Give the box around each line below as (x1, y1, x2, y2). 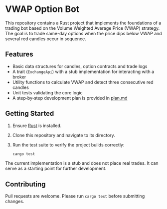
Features (5, 50, 33, 59)
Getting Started (5, 109, 54, 118)
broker (12, 73, 26, 80)
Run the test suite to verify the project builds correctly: (12, 141, 125, 147)
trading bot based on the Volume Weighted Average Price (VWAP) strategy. (5, 25, 160, 31)
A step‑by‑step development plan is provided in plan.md (12, 95, 128, 101)
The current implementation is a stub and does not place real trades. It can (5, 160, 159, 166)
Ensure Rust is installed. (12, 123, 62, 129)
